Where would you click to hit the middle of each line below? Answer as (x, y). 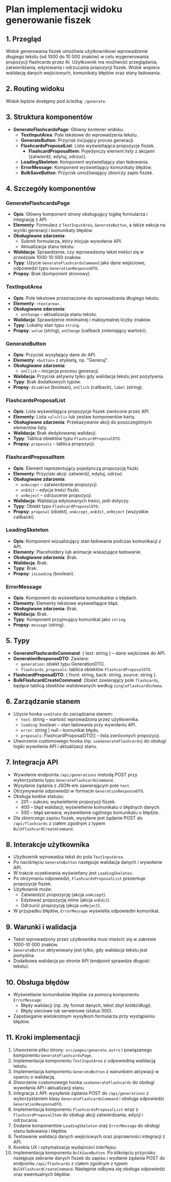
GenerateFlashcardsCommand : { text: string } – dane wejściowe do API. (89, 653)
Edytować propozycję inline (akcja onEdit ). (66, 900)
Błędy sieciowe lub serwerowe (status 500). (67, 1010)
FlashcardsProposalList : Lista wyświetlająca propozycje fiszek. (88, 146)
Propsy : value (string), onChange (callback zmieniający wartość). (80, 330)
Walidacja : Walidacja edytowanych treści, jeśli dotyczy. (71, 500)
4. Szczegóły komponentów (51, 189)
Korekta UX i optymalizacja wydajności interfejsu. (65, 1147)
